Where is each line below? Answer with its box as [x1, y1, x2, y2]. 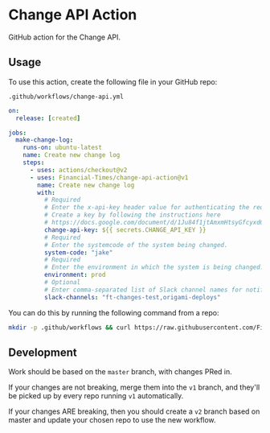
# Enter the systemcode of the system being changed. [43, 241, 228, 249]
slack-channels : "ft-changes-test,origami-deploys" [43, 293, 221, 301]
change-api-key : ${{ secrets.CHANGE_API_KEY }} [43, 225, 207, 234]
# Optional [43, 278, 81, 287]
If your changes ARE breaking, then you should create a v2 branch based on [8, 406, 260, 416]
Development [8, 345, 78, 359]
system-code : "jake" [43, 248, 113, 257]
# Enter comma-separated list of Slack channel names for [43, 286, 243, 294]
